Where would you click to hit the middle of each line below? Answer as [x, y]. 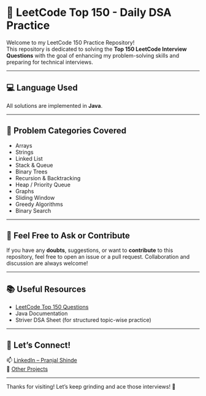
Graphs [25, 191]
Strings [24, 152]
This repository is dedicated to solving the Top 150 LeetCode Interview [97, 49]
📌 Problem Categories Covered [67, 131]
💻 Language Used [42, 88]
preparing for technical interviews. [50, 62]
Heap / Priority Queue [43, 185]
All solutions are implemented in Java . [55, 105]
